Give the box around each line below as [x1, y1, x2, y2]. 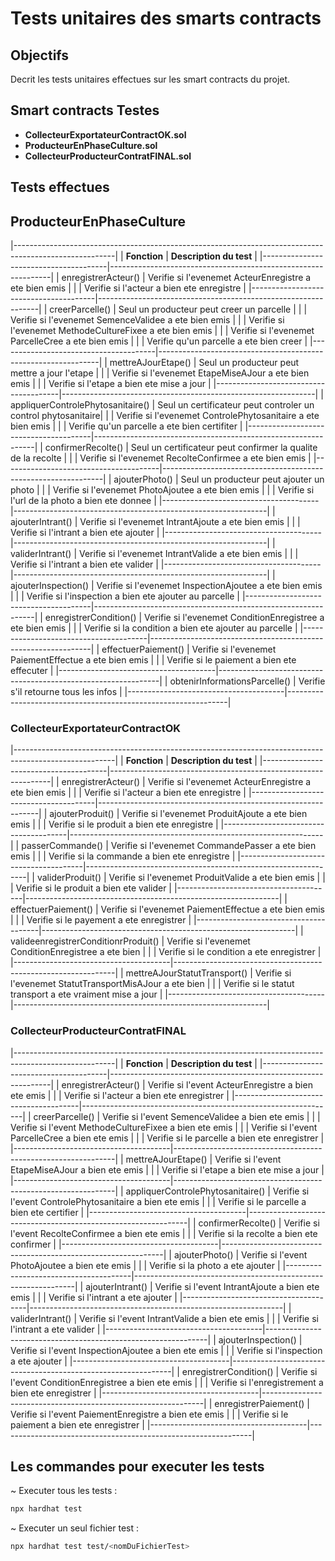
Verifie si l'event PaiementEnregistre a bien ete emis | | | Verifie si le [10, 1408, 289, 1420]
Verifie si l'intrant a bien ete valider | [10, 558, 159, 571]
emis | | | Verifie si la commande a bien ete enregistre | [10, 850, 236, 862]
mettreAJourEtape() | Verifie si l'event [125, 1153, 282, 1165]
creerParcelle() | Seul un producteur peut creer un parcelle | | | [49, 303, 308, 316]
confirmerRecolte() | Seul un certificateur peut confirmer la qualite [44, 442, 318, 454]
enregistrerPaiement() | [214, 1397, 310, 1409]
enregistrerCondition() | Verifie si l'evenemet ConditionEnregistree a [44, 612, 325, 624]
